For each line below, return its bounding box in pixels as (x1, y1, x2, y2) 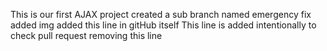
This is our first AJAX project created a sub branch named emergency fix (10, 9, 312, 20)
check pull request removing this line (10, 30, 163, 41)
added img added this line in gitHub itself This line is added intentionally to (10, 19, 317, 31)
